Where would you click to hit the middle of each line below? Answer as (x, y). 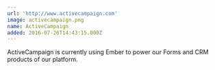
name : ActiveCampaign (38, 26)
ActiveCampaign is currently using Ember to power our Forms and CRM (108, 52)
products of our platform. (43, 60)
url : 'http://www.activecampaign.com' (62, 13)
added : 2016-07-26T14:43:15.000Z (55, 33)
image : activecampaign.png (46, 20)
